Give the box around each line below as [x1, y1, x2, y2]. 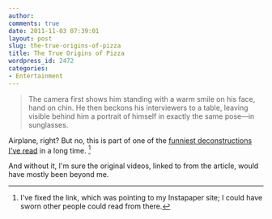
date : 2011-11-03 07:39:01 [8, 27, 100, 35]
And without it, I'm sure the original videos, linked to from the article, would [8, 161, 259, 171]
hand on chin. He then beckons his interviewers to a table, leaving [28, 103, 249, 112]
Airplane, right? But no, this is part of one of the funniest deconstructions [8, 135, 253, 145]
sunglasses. [28, 120, 69, 129]
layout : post [8, 34, 53, 43]
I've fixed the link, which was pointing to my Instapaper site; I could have [19, 193, 263, 203]
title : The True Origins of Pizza [8, 49, 125, 57]
